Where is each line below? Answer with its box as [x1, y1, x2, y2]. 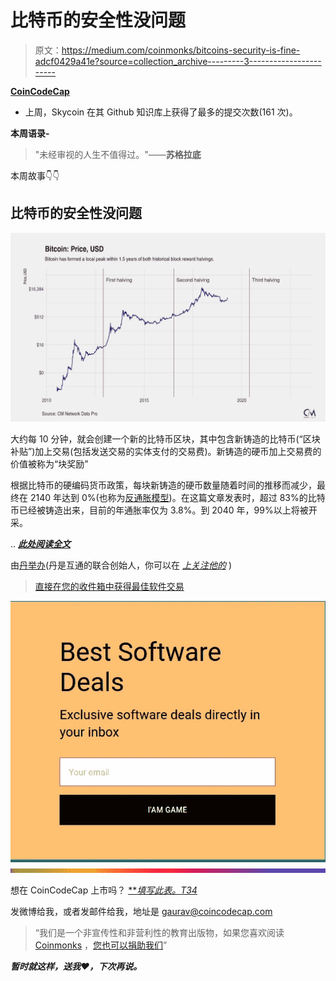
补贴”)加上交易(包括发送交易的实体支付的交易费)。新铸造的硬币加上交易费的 [10, 445, 322, 457]
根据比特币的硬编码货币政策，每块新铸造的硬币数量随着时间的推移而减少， [10, 479, 317, 491]
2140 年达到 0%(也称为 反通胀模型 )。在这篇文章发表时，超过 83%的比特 [29, 491, 326, 503]
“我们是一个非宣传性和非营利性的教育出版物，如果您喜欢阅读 [34, 926, 285, 938]
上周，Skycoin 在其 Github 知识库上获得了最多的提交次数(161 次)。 [24, 106, 298, 118]
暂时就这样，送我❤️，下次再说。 [10, 960, 143, 972]
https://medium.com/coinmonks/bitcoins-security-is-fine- [61, 44, 301, 56]
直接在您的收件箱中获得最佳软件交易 [34, 580, 185, 592]
